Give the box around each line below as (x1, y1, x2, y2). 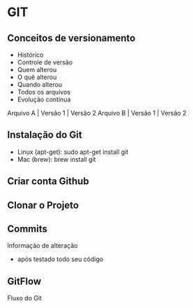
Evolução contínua (17, 95, 71, 104)
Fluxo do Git (7, 294, 42, 302)
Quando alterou (17, 80, 63, 88)
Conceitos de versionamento (7, 32, 136, 44)
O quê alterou (17, 73, 57, 81)
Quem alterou (17, 66, 57, 73)
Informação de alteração (7, 241, 78, 250)
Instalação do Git (7, 129, 82, 141)
